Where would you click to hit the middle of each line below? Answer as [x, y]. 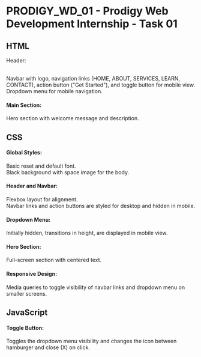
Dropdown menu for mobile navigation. [55, 91]
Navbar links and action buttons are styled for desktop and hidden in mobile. [101, 206]
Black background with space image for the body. [68, 172]
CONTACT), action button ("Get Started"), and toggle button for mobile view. [101, 85]
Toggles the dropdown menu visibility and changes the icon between [91, 341]
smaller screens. [27, 293]
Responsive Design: [32, 274]
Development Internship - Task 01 [92, 24]
